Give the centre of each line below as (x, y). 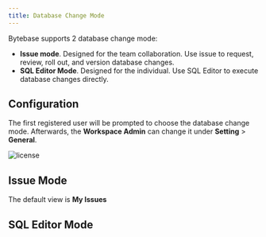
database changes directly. (64, 79)
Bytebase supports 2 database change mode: (83, 38)
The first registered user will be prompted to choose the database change (129, 123)
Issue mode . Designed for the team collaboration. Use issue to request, (137, 53)
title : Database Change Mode (56, 16)
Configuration (44, 104)
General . (23, 140)
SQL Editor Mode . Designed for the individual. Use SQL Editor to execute (139, 70)
